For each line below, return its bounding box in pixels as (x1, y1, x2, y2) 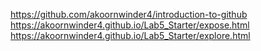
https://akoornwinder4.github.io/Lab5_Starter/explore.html (10, 30, 251, 41)
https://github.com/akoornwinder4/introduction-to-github (10, 9, 248, 20)
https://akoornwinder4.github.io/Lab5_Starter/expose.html (10, 19, 250, 31)
